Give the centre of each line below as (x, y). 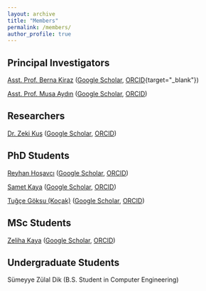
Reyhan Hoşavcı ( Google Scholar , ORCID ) (68, 173)
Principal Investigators (59, 62)
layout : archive (31, 14)
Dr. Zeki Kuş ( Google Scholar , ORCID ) (62, 133)
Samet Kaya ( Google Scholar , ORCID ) (62, 187)
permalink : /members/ (39, 27)
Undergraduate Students (64, 262)
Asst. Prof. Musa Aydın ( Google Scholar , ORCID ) (77, 94)
